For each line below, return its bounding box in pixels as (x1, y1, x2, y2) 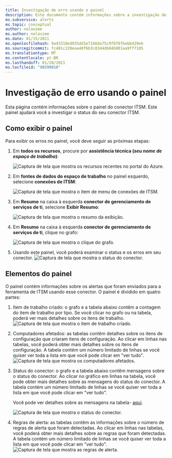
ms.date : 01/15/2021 (5, 36, 50, 42)
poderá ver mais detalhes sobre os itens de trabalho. (12, 315, 125, 321)
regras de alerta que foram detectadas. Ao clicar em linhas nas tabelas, (12, 425, 164, 431)
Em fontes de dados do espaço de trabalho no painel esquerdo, (12, 173, 149, 179)
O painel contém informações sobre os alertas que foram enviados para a (5, 283, 161, 289)
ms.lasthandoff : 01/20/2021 (5, 60, 66, 65)
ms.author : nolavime (5, 31, 50, 36)
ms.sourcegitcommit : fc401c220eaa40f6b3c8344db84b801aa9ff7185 (5, 46, 144, 51)
